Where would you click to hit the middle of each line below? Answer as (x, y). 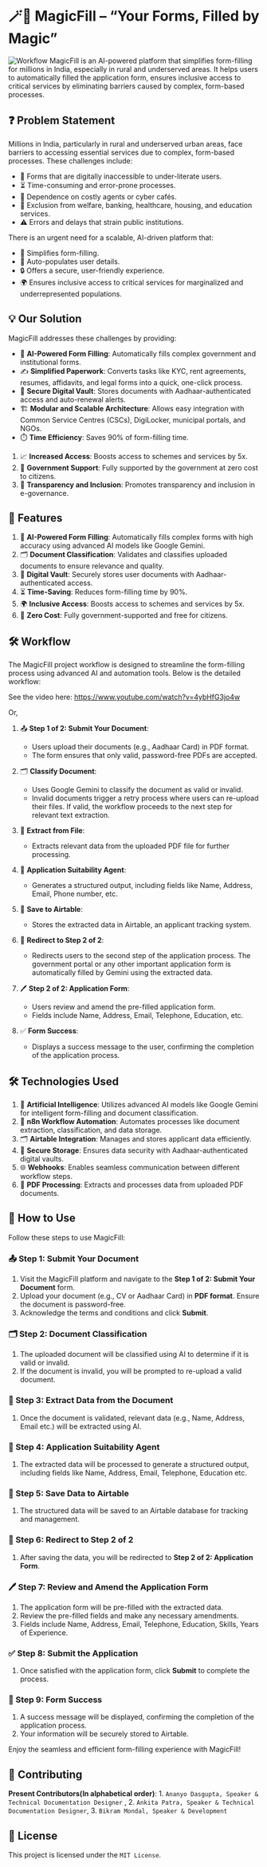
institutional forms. (50, 362)
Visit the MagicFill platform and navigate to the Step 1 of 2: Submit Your (137, 1279)
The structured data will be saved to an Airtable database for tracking (134, 1511)
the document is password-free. (73, 1304)
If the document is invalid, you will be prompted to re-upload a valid (131, 1371)
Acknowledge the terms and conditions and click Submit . (114, 1313)
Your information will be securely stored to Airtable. (104, 1734)
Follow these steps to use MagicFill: (67, 1237)
